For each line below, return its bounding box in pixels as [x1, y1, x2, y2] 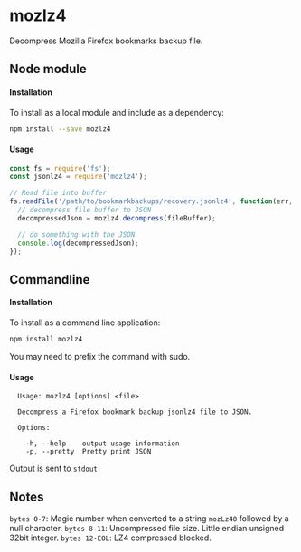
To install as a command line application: [9, 317, 161, 328]
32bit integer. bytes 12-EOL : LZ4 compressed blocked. [9, 532, 212, 543]
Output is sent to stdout [9, 463, 98, 474]
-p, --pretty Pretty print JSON [25, 447, 152, 456]
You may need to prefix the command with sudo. [9, 351, 191, 361]
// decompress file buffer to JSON [17, 205, 152, 215]
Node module [9, 61, 88, 77]
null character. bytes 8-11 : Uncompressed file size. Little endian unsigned [9, 522, 285, 533]
